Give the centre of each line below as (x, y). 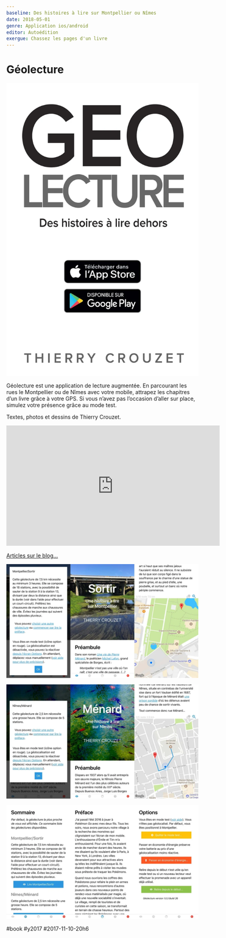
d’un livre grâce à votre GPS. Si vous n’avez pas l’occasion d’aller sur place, (101, 399)
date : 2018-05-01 (28, 19)
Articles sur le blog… (32, 555)
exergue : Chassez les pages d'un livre (57, 39)
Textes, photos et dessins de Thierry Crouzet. (64, 417)
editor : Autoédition (33, 32)
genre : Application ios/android (47, 26)
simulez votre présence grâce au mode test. (62, 405)
